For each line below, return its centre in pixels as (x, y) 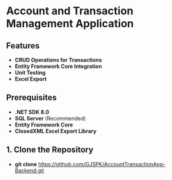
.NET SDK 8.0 (32, 112)
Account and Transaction (70, 11)
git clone (26, 164)
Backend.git (29, 170)
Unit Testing (30, 72)
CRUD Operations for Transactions (58, 60)
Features (23, 46)
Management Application (70, 24)
